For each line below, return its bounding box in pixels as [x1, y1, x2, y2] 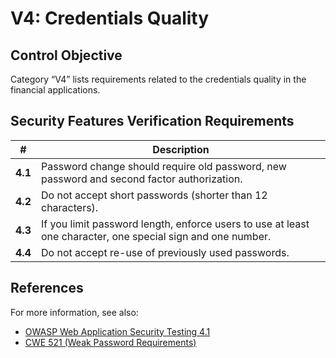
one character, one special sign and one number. [40, 229, 272, 243]
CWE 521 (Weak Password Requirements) [24, 336, 197, 348]
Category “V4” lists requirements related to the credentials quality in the [10, 73, 307, 85]
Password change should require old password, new [40, 159, 287, 173]
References [10, 280, 84, 297]
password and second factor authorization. [40, 172, 243, 186]
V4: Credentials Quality [10, 7, 210, 30]
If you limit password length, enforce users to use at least [40, 217, 310, 231]
